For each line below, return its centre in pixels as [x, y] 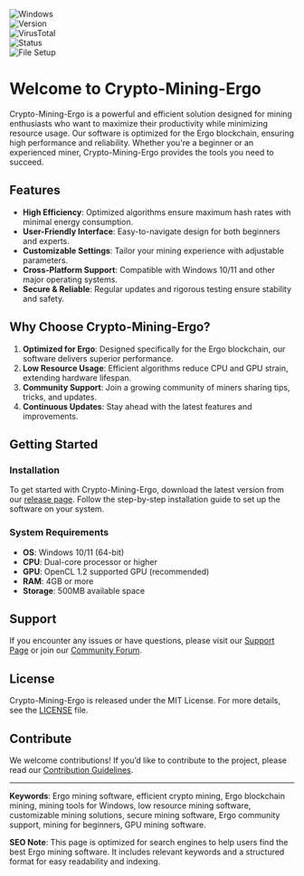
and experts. [46, 240]
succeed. [27, 162]
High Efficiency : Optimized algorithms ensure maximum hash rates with [157, 212]
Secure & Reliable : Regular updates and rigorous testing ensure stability [157, 288]
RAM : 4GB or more [58, 581]
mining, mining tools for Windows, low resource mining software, [130, 805]
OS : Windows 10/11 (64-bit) [73, 552]
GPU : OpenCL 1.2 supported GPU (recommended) [116, 571]
